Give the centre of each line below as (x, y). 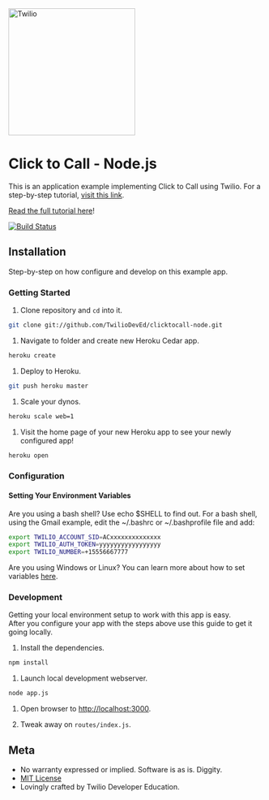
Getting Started (39, 292)
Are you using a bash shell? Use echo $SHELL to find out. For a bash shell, (133, 513)
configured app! (47, 440)
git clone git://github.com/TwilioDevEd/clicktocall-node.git (115, 325)
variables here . (33, 577)
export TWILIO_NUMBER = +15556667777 (68, 552)
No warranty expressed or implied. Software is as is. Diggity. (121, 770)
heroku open (28, 455)
